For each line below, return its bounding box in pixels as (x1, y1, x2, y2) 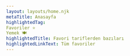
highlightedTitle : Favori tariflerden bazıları (6, 36, 125, 41)
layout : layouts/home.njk (6, 8, 69, 15)
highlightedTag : (6, 19, 46, 25)
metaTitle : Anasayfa (6, 14, 57, 20)
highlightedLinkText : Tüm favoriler (6, 41, 95, 47)
